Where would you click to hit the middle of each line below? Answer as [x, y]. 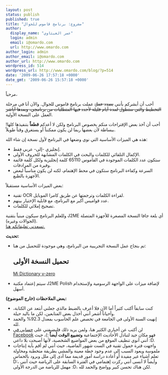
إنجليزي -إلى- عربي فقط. [37, 149]
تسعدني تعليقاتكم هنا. [25, 226]
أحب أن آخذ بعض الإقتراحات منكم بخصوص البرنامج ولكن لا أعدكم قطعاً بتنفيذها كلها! [83, 124]
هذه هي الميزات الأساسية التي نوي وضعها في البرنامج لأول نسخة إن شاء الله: [77, 139]
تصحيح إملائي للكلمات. [34, 206]
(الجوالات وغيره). [22, 221]
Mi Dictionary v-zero [34, 274]
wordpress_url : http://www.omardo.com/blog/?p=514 [59, 71]
